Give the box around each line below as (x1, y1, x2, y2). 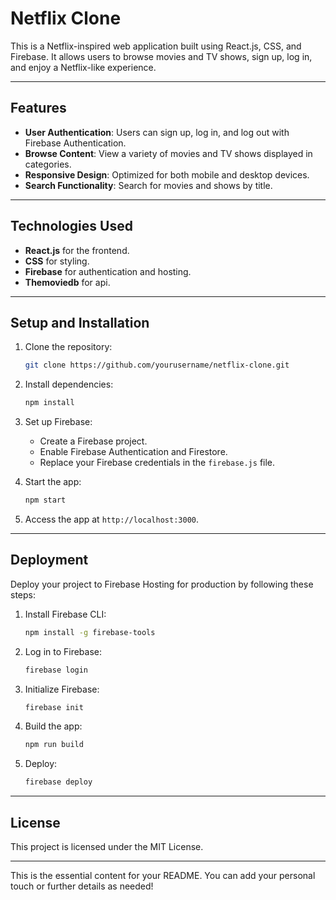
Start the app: (24, 476, 82, 488)
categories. (24, 158, 72, 170)
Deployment (10, 552, 89, 569)
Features (10, 100, 67, 117)
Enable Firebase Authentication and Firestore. (39, 446, 228, 458)
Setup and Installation (10, 314, 150, 331)
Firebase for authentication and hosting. (24, 265, 192, 277)
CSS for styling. (24, 255, 90, 267)
